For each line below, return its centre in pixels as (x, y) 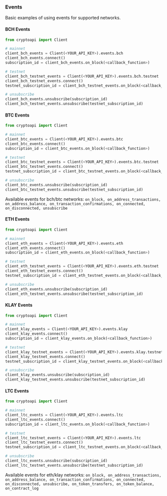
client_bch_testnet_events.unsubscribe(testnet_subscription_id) (74, 104)
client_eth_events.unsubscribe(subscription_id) (56, 289)
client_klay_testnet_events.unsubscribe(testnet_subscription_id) (75, 379)
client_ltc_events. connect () (35, 419)
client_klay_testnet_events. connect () (45, 357)
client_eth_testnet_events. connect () (44, 271)
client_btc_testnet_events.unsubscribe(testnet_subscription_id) (74, 189)
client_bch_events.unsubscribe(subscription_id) (56, 99)
